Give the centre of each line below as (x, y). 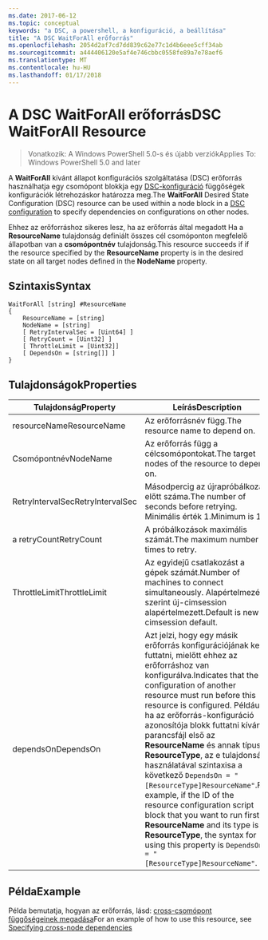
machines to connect (184, 582)
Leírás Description (207, 407)
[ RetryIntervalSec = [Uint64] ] (78, 332)
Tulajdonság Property (75, 407)
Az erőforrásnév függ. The (193, 421)
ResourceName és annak (193, 745)
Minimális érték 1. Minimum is (199, 517)
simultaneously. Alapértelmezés (205, 593)
